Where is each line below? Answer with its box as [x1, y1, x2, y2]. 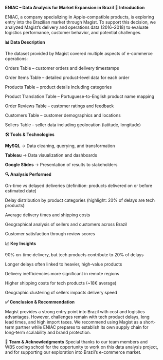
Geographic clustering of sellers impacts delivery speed [5, 290, 118, 295]
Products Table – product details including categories [5, 84, 112, 90]
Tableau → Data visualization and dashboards [5, 152, 97, 158]
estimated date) [5, 188, 36, 193]
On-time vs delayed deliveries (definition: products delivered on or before [5, 183, 152, 189]
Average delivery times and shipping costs [5, 212, 91, 218]
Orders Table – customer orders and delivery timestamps [5, 65, 119, 71]
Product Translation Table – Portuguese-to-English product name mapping [5, 94, 155, 99]
